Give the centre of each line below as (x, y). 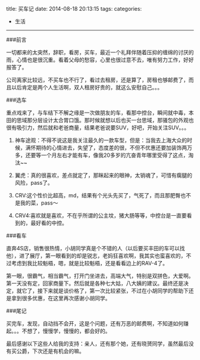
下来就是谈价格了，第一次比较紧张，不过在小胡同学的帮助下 (115, 291)
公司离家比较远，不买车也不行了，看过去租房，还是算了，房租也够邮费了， (97, 80)
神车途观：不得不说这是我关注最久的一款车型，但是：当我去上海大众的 (101, 140)
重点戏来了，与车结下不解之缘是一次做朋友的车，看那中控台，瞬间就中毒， (97, 113)
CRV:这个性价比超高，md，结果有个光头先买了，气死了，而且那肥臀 (98, 195)
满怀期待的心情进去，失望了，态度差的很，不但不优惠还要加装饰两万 (109, 148)
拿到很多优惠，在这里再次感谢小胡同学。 (61, 298)
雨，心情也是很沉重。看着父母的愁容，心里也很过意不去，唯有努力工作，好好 (100, 60)
